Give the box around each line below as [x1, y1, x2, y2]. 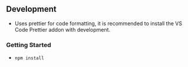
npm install [14, 55, 44, 61]
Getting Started [6, 41, 51, 49]
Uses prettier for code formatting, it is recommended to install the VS [14, 19, 183, 27]
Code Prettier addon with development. [14, 26, 111, 33]
